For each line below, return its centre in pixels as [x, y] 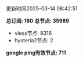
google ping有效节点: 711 [36, 53]
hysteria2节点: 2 [34, 40]
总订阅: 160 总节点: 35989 [38, 21]
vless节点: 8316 [33, 33]
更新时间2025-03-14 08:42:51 [42, 8]
